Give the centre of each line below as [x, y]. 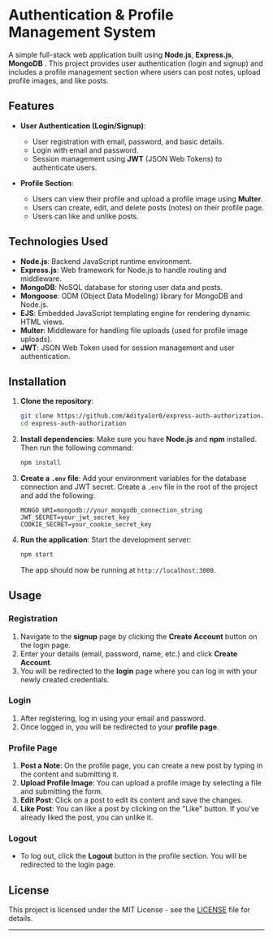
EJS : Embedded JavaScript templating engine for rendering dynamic [135, 313]
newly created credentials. [65, 679]
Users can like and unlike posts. [86, 216]
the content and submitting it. [69, 774]
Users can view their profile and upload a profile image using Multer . [148, 199]
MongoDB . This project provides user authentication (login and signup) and [136, 63]
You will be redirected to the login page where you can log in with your [139, 671]
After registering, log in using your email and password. [113, 718]
